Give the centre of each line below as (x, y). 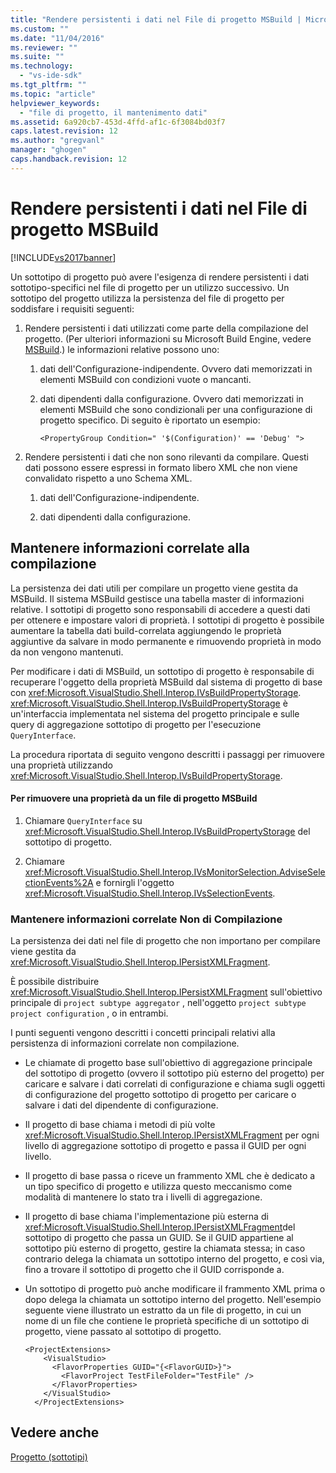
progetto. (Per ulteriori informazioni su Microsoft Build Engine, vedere (168, 338)
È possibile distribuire (55, 981)
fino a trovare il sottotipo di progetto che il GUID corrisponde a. (154, 1269)
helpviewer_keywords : (55, 103)
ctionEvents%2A (59, 882)
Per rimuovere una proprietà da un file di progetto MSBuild (134, 798)
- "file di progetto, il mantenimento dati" (113, 112)
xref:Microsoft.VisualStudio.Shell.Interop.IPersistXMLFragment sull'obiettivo (166, 992)
